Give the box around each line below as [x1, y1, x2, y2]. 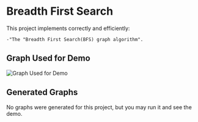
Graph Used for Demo [6, 53, 90, 64]
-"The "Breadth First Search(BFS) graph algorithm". [6, 36, 144, 42]
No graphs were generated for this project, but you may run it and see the [6, 103, 193, 111]
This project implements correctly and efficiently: [6, 25, 130, 32]
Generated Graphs [6, 87, 78, 97]
